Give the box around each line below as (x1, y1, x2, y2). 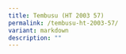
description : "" (8, 33, 62, 42)
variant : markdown (8, 26, 69, 34)
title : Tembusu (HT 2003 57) (8, 11, 105, 20)
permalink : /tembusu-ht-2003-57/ (8, 19, 119, 27)
